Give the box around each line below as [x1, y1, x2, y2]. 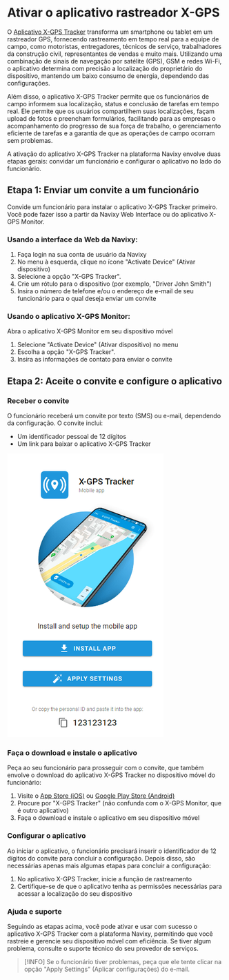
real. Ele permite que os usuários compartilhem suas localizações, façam [7, 107, 215, 115]
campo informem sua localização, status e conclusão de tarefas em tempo [7, 99, 219, 108]
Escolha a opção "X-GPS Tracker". [17, 348, 116, 356]
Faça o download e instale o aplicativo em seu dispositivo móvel [17, 814, 200, 822]
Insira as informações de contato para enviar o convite [17, 355, 172, 364]
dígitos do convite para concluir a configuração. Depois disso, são [7, 854, 195, 862]
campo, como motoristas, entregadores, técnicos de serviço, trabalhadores [7, 42, 222, 50]
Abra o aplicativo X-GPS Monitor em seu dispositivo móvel [7, 327, 173, 335]
